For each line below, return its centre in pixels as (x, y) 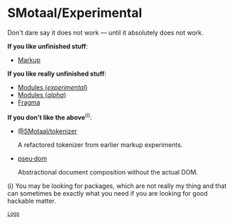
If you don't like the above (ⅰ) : (50, 117)
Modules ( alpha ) (42, 95)
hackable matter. (32, 201)
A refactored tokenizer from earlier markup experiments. (100, 145)
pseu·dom (32, 158)
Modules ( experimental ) (52, 87)
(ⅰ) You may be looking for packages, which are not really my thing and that (117, 186)
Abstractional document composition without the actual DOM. (108, 172)
